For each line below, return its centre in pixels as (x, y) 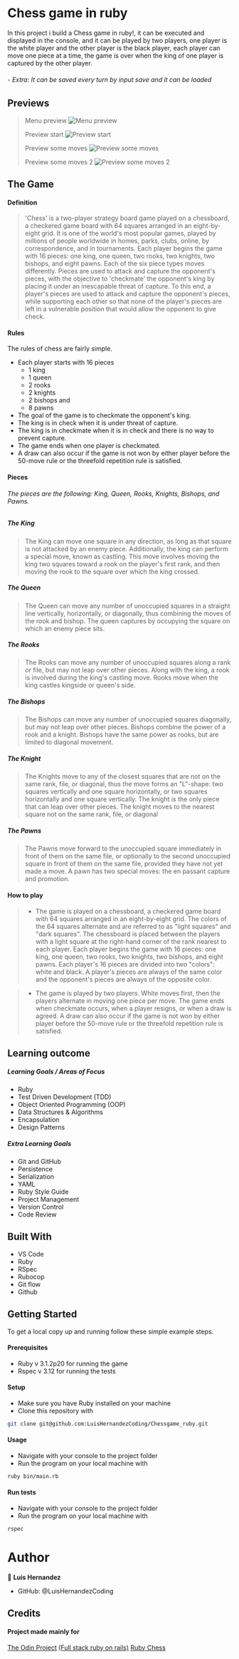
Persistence (35, 1169)
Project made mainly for (43, 1631)
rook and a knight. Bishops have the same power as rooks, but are (122, 734)
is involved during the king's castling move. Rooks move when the (122, 677)
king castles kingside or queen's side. (80, 685)
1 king (37, 370)
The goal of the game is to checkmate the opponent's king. (104, 415)
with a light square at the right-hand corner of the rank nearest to (131, 941)
